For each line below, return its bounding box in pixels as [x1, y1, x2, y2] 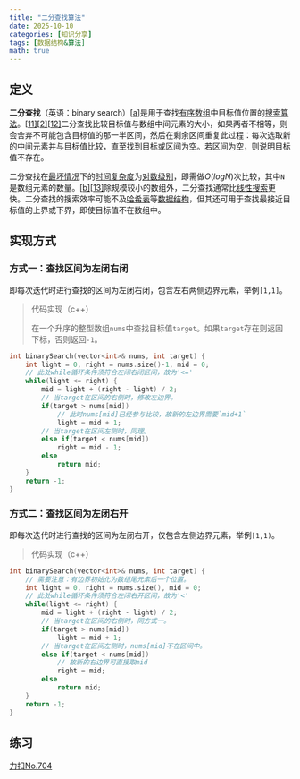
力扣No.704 [9, 760, 53, 771]
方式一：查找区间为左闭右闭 [9, 262, 129, 275]
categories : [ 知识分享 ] [9, 30, 92, 39]
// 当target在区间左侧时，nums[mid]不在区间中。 [41, 641, 207, 650]
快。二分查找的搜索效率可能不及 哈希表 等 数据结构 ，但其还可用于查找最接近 [9, 193, 283, 204]
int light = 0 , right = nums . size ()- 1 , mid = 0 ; [25, 360, 210, 369]
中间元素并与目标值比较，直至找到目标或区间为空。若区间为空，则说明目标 [16, 141, 291, 151]
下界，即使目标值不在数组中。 [55, 204, 166, 215]
